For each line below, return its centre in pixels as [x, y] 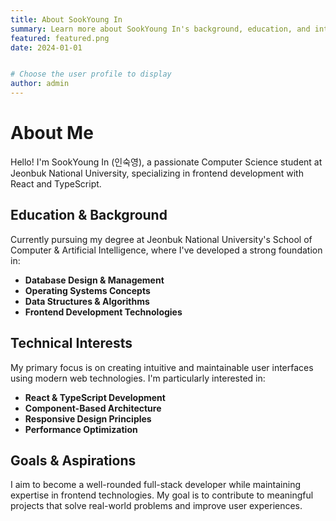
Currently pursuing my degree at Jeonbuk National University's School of [161, 239]
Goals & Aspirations [73, 460]
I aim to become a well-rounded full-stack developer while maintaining [155, 485]
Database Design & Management [94, 280]
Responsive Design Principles [88, 418]
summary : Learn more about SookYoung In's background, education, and [160, 29]
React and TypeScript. [56, 183]
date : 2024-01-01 [46, 47]
